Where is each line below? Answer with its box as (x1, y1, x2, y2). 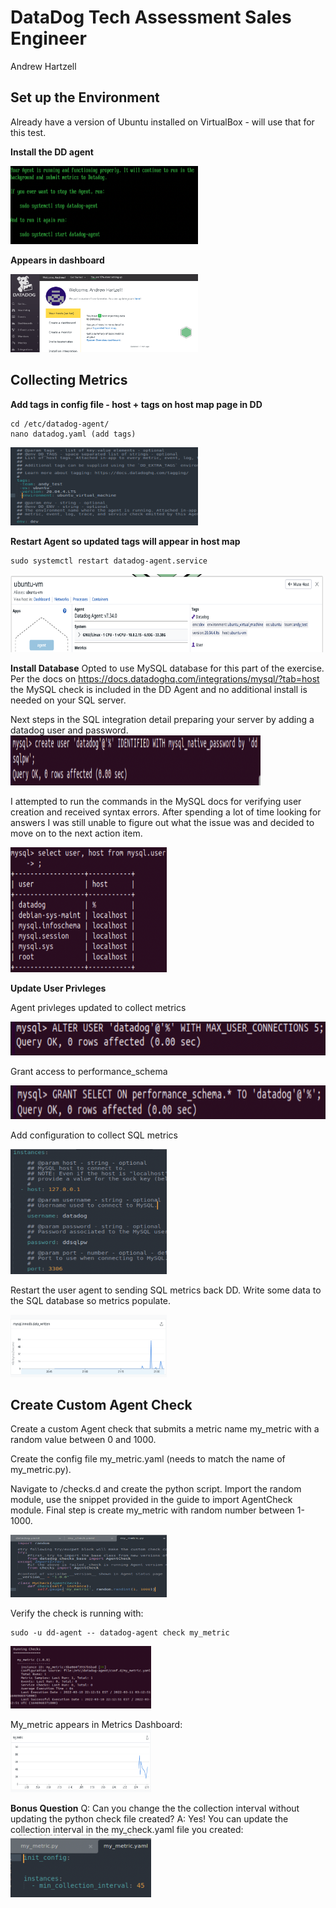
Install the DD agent (10, 146, 94, 158)
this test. (10, 126, 47, 138)
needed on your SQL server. (10, 694, 127, 706)
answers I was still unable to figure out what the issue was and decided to (10, 816, 315, 828)
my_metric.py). (10, 1464, 72, 1476)
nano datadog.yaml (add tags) (10, 429, 137, 439)
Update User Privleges (10, 982, 107, 994)
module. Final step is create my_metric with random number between (10, 1504, 295, 1516)
